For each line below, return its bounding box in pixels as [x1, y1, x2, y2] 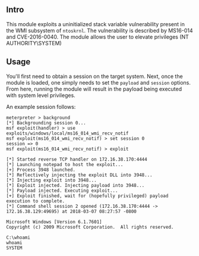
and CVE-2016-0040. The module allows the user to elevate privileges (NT [6, 33, 189, 40]
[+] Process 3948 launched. [6, 167, 76, 173]
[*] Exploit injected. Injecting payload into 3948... [6, 182, 145, 188]
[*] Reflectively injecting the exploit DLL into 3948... [6, 172, 153, 178]
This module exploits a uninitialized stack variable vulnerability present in [6, 20, 185, 27]
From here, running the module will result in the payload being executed [6, 85, 182, 92]
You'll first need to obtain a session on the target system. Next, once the [6, 73, 183, 80]
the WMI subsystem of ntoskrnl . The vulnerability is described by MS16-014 [6, 27, 193, 34]
